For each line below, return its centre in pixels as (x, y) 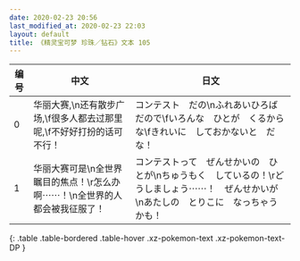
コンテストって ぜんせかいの (198, 162)
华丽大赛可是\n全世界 (78, 169)
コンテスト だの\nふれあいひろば (207, 105)
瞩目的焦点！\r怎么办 (77, 182)
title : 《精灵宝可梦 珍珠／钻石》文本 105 (80, 42)
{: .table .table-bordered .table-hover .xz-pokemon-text (112, 239)
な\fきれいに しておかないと (196, 132)
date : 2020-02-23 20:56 (54, 17)
